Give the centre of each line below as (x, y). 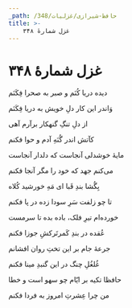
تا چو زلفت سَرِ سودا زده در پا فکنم (60, 202)
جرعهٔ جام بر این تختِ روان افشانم (60, 248)
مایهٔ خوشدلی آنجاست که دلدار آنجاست (66, 155)
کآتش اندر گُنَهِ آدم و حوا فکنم (51, 140)
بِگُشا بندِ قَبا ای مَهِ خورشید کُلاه (54, 187)
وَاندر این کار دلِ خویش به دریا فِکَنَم (60, 109)
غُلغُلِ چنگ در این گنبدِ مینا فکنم (54, 264)
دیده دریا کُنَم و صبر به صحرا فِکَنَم (58, 92)
